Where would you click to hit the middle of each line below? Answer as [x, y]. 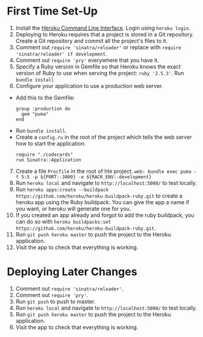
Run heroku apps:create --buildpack [62, 189]
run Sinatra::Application [48, 160]
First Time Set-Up [52, 11]
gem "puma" [35, 114]
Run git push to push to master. [55, 301]
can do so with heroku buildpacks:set [63, 221]
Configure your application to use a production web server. [89, 85]
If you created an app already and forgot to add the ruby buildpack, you [105, 215]
